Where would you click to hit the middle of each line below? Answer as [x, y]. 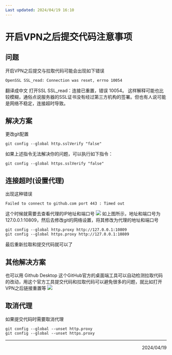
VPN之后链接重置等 [26, 288]
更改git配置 [17, 134]
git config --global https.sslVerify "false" [55, 164]
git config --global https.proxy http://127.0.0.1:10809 [67, 234]
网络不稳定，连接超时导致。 [39, 103]
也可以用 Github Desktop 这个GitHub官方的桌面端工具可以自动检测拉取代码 [84, 275]
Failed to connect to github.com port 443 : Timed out [65, 204]
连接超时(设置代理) [35, 180]
